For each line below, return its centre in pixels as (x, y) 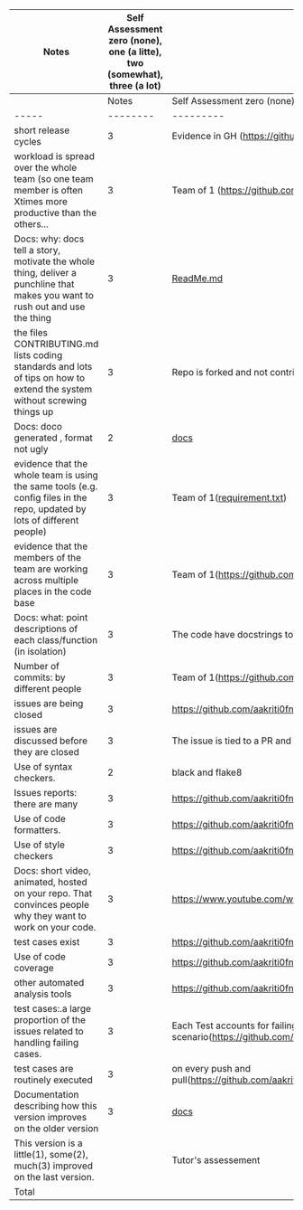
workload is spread (55, 156)
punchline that (44, 284)
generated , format (53, 438)
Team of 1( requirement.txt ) (229, 498)
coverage (34, 968)
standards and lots (53, 367)
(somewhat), (136, 74)
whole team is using (56, 475)
